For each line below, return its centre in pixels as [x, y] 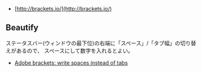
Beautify [22, 28]
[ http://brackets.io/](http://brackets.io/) [63, 9]
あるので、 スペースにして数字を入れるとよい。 [75, 50]
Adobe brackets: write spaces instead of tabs [71, 62]
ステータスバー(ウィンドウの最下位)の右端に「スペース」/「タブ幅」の [93, 43]
